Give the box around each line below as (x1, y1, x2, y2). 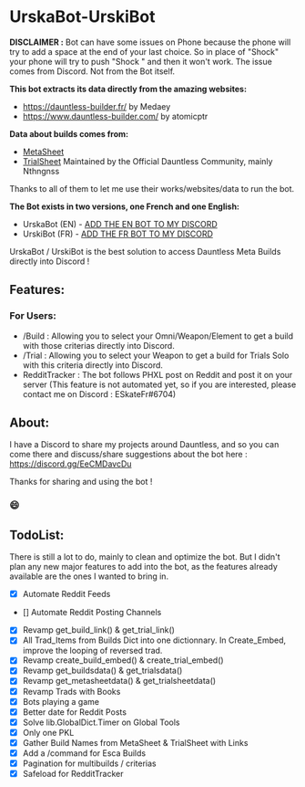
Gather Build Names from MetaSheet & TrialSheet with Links (22, 737, 249, 748)
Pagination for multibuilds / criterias (22, 758, 157, 769)
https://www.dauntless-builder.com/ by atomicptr (22, 110, 208, 121)
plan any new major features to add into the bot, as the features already (9, 561, 278, 572)
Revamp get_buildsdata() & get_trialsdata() (22, 665, 183, 677)
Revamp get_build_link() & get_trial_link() (22, 624, 176, 635)
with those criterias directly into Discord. (22, 340, 175, 351)
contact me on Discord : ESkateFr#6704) (22, 388, 177, 399)
